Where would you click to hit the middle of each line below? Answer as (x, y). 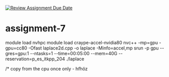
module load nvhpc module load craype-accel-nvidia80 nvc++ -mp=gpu (82, 42)
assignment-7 (35, 29)
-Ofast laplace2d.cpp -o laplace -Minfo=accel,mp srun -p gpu (94, 48)
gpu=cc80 (16, 48)
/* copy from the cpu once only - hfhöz (46, 68)
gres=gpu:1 (17, 53)
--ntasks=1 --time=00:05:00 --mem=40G (74, 53)
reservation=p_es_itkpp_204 (35, 59)
